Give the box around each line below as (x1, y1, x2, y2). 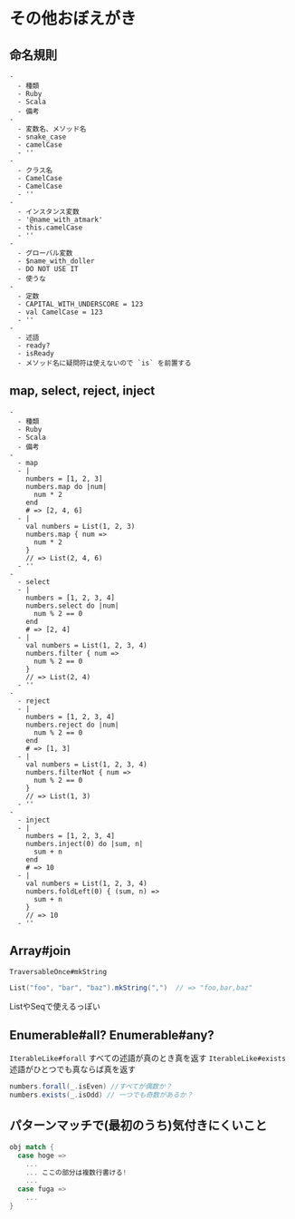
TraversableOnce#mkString (9, 967, 107, 976)
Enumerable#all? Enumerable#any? (9, 1027, 214, 1043)
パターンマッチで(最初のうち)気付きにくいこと (9, 1117, 268, 1134)
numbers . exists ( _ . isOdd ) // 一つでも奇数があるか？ (9, 1090, 194, 1100)
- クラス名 (17, 166, 52, 175)
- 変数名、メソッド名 (17, 124, 87, 133)
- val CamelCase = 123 (17, 307, 103, 317)
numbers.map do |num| (25, 482, 107, 491)
